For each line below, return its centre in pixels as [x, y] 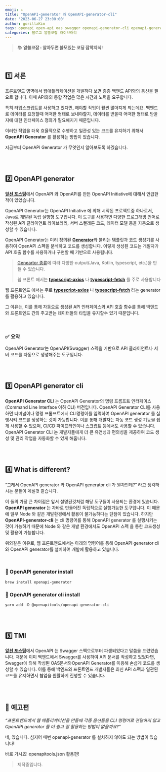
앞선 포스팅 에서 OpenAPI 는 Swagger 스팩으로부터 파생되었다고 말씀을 [73, 650]
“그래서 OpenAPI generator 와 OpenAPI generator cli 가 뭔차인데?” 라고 [76, 485]
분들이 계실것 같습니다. [36, 491]
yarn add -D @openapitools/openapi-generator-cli [57, 605]
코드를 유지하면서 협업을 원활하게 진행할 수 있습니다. [55, 675]
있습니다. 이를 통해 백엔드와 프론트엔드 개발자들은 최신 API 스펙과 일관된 [89, 669]
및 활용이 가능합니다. [25, 532]
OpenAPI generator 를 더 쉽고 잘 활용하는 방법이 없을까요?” [63, 726]
